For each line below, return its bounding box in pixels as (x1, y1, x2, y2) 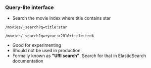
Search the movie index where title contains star (12, 15, 111, 21)
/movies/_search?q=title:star (5, 25, 68, 30)
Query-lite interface (5, 4, 54, 11)
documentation (12, 58, 44, 64)
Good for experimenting (12, 42, 61, 48)
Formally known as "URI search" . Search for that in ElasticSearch (12, 53, 146, 59)
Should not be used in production (12, 48, 81, 54)
